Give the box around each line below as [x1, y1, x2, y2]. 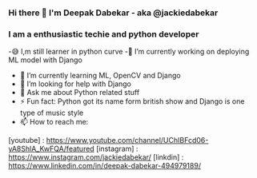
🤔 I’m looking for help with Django [19, 79, 132, 89]
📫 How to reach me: [19, 117, 89, 127]
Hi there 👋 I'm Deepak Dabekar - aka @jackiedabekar [8, 7, 219, 18]
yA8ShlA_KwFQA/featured [8, 144, 94, 154]
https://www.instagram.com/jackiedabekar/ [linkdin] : [8, 152, 184, 162]
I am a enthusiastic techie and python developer [8, 28, 199, 39]
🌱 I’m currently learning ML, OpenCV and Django [19, 71, 182, 81]
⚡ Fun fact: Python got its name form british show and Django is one [19, 97, 245, 106]
